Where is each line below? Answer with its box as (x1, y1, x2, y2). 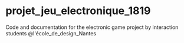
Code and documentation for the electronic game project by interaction (5, 24, 179, 31)
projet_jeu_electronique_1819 (5, 4, 151, 18)
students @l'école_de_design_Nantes (5, 29, 97, 37)
